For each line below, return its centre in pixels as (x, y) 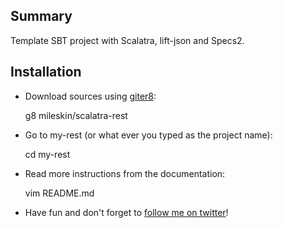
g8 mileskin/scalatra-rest (76, 115)
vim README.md (59, 193)
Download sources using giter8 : (90, 96)
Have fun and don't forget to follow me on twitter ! (126, 212)
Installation (46, 72)
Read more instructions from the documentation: (125, 173)
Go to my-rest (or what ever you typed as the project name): (148, 135)
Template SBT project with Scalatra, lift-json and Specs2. (127, 40)
